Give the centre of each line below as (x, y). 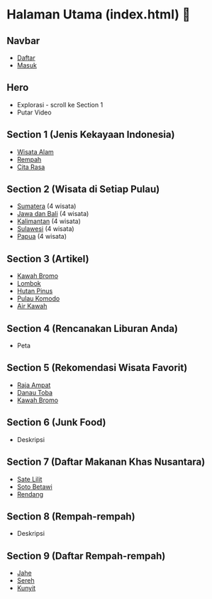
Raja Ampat (34, 385)
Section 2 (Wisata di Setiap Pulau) (83, 189)
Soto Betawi (34, 487)
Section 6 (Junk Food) (57, 422)
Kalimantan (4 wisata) (49, 221)
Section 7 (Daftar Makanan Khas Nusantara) (106, 462)
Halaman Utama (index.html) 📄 (99, 15)
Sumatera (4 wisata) (46, 206)
